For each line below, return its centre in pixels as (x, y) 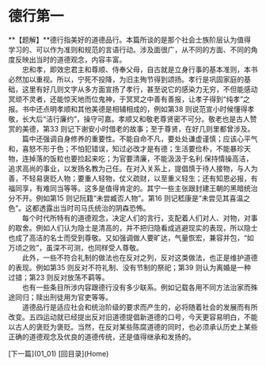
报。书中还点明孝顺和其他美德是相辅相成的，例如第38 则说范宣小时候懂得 (128, 109)
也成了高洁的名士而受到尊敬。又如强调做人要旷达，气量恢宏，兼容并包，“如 (131, 238)
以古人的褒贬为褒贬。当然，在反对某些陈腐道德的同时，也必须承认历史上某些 (133, 326)
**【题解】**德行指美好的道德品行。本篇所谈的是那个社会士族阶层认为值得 (130, 40)
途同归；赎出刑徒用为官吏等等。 (60, 297)
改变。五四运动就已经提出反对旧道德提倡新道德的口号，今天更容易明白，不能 (133, 317)
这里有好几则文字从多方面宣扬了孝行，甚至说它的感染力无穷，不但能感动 (140, 89)
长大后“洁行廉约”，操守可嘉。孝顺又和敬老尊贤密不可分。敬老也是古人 (136, 119)
